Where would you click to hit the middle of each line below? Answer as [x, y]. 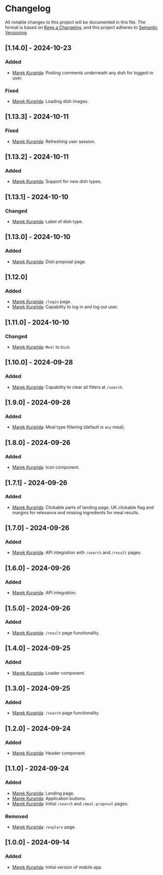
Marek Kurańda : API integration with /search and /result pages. [77, 553]
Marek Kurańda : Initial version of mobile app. [57, 867]
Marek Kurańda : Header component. [49, 753]
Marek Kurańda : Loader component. [49, 673]
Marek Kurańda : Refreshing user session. [54, 141]
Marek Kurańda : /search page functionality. [56, 713]
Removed [17, 816]
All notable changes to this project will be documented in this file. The [75, 22]
